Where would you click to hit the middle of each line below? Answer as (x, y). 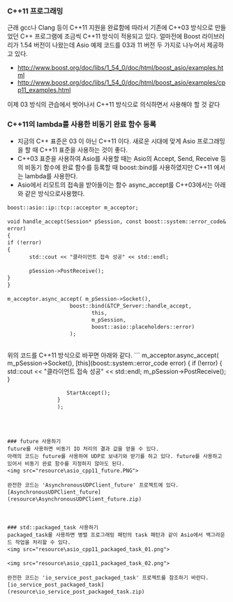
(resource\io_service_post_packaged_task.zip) (76, 592)
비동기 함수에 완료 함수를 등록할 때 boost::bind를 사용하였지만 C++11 (119, 167)
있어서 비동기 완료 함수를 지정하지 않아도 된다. (66, 464)
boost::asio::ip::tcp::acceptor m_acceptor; (73, 208)
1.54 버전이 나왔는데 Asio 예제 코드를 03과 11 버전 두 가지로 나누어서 (113, 45)
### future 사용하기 (34, 441)
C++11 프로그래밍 (35, 10)
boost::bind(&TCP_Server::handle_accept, (130, 306)
